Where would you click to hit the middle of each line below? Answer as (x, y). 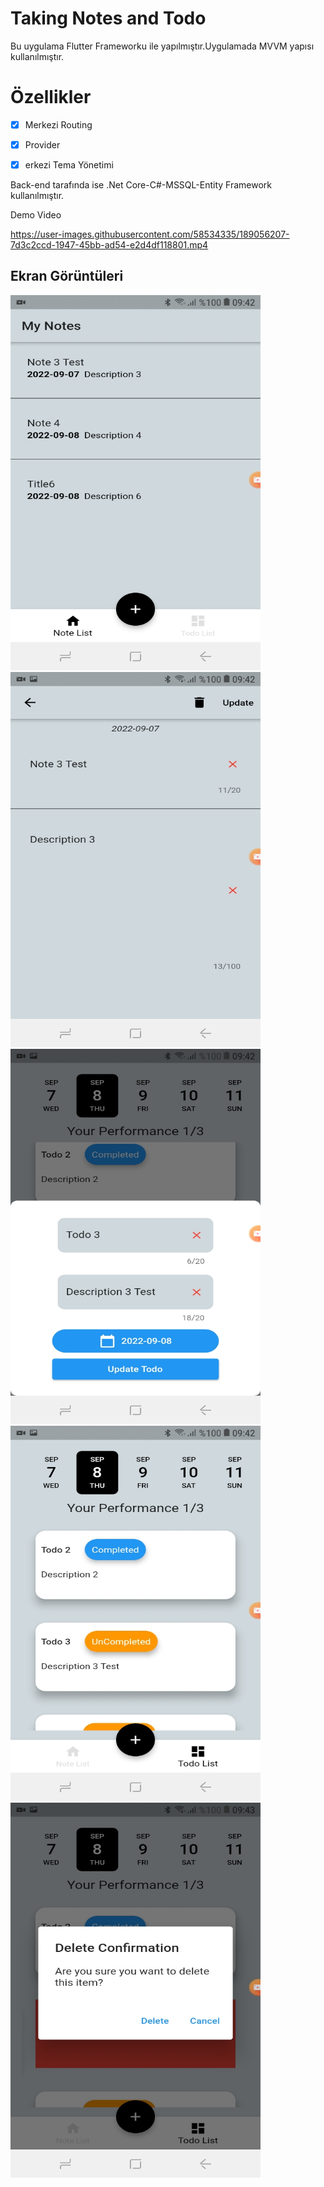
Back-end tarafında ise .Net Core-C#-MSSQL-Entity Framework (141, 185)
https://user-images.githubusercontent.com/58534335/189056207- (150, 234)
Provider (42, 144)
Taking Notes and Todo (108, 18)
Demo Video (36, 215)
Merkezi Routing (58, 124)
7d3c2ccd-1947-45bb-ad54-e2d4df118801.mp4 (109, 245)
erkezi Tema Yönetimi (69, 165)
